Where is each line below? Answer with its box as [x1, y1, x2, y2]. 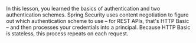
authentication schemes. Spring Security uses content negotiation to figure [6, 11, 189, 18]
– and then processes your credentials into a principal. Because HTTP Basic [6, 24, 191, 31]
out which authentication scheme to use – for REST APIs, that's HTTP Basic [6, 18, 190, 24]
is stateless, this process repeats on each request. [6, 30, 129, 37]
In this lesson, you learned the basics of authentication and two [6, 5, 161, 12]
